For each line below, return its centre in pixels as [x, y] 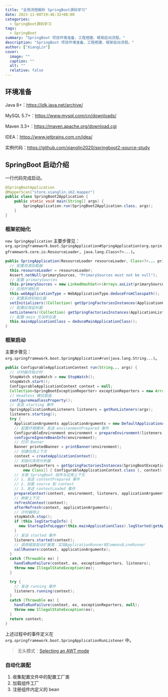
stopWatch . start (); [30, 382]
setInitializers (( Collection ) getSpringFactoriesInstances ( [73, 303]
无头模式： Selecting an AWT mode [53, 651]
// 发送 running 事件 [35, 586]
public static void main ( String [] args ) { [59, 201]
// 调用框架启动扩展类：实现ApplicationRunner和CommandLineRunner [80, 545]
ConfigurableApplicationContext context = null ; [61, 386]
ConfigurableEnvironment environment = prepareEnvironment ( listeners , [89, 433]
